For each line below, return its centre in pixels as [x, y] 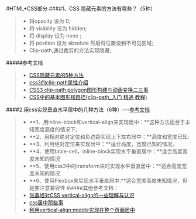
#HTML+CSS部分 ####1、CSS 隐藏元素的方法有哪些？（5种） [81, 8]
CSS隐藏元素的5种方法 [56, 75]
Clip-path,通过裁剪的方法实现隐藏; [70, 50]
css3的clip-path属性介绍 [59, 83]
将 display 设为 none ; [55, 36]
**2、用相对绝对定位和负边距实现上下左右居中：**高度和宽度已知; [109, 137]
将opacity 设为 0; [50, 21]
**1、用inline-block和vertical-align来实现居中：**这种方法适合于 [107, 122]
